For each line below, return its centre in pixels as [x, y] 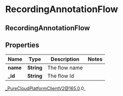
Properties [22, 45]
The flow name [65, 68]
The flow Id [61, 76]
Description [65, 59]
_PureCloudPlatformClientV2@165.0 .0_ [46, 88]
